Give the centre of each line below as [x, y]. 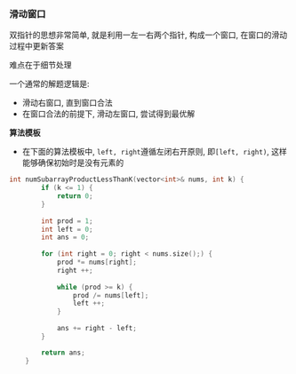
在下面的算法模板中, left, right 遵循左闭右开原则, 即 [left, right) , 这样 [154, 152]
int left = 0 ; [67, 229]
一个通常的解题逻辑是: [50, 84]
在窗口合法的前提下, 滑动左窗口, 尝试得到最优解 [108, 114]
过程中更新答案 [36, 46]
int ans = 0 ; [65, 237]
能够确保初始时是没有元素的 [73, 163]
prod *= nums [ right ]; [97, 263]
